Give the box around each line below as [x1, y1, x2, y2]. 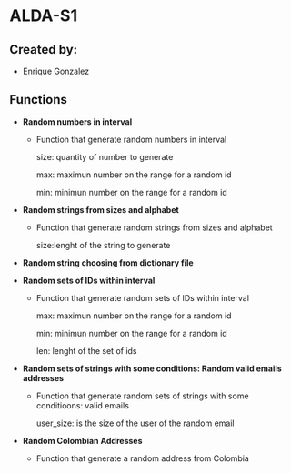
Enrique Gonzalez [22, 65, 90, 76]
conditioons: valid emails [35, 399, 130, 410]
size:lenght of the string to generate [35, 239, 171, 250]
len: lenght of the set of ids [35, 345, 138, 356]
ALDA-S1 [9, 5, 78, 26]
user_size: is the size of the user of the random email [35, 418, 235, 428]
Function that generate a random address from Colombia [35, 452, 250, 464]
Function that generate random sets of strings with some [35, 390, 249, 401]
